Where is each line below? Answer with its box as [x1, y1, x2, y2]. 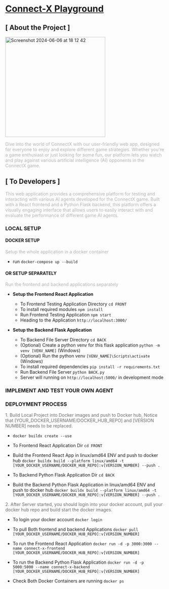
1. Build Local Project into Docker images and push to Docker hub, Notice [5, 412, 158, 418]
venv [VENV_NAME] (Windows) [20, 347, 81, 354]
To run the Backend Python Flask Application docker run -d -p [12, 559, 144, 565]
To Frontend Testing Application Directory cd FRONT [20, 301, 127, 307]
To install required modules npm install [20, 306, 103, 312]
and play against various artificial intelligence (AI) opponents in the [5, 158, 145, 163]
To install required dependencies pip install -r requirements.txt [20, 364, 160, 370]
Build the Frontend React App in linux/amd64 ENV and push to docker [12, 452, 158, 458]
